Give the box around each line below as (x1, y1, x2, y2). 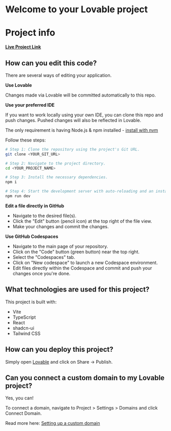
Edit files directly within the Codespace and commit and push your (12, 265, 152, 271)
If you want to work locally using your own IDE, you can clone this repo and (5, 111, 163, 118)
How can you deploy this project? (5, 345, 113, 354)
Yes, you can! (5, 395, 34, 401)
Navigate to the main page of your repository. (12, 243, 108, 249)
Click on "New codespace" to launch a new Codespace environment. (12, 259, 158, 266)
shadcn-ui (12, 325, 35, 331)
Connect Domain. (5, 410, 42, 417)
